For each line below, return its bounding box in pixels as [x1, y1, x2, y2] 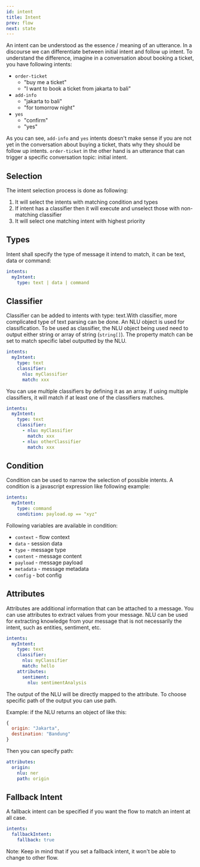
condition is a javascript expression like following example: [6, 483, 150, 490]
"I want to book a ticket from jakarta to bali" [23, 85, 131, 93]
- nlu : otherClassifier [21, 438, 82, 445]
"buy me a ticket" [23, 79, 67, 86]
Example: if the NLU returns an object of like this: [6, 708, 127, 715]
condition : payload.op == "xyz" [17, 511, 97, 517]
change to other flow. [6, 854, 59, 861]
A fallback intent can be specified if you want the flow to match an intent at [6, 808, 191, 815]
